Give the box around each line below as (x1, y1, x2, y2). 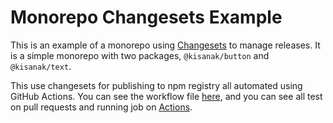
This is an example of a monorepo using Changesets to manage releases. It (10, 39, 321, 51)
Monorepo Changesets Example (10, 6, 283, 29)
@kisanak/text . (10, 60, 72, 72)
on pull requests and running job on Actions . (10, 101, 193, 113)
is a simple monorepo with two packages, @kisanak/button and (10, 49, 270, 61)
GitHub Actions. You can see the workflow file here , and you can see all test (10, 90, 323, 102)
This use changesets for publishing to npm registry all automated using (10, 79, 303, 91)
